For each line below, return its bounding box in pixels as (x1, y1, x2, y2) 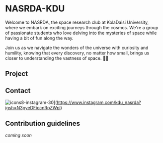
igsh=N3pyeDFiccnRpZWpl (5, 105, 61, 111)
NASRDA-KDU (5, 3, 65, 14)
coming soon (5, 132, 32, 138)
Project (5, 70, 28, 78)
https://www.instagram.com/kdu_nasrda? (57, 99, 142, 105)
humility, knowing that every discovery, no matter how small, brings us (5, 50, 150, 56)
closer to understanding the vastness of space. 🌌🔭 (5, 55, 109, 61)
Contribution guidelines (5, 119, 81, 128)
